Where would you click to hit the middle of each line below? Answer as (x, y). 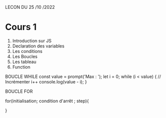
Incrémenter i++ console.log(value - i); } (46, 81)
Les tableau (24, 62)
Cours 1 (21, 27)
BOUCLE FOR (19, 91)
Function (21, 67)
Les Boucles (25, 56)
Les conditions (27, 51)
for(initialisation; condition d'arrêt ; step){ (47, 101)
